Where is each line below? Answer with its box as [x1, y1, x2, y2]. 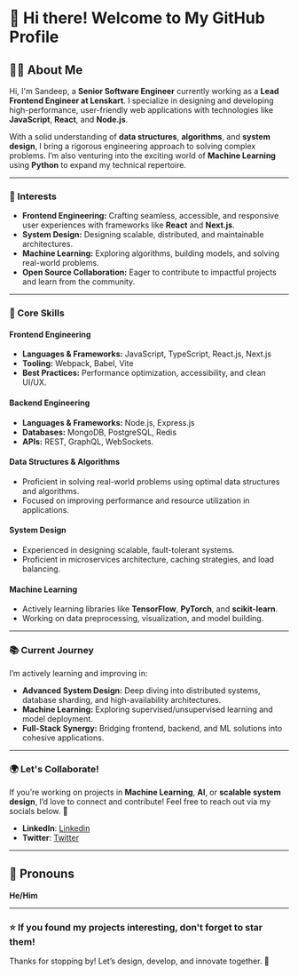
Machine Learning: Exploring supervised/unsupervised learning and [21, 704, 273, 715]
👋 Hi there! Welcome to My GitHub [9, 8, 266, 28]
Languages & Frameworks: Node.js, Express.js [21, 417, 195, 428]
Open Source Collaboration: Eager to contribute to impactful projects [21, 267, 277, 278]
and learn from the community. [21, 276, 136, 287]
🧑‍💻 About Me [9, 62, 83, 77]
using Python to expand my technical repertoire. [9, 160, 186, 170]
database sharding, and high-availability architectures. [21, 694, 222, 705]
